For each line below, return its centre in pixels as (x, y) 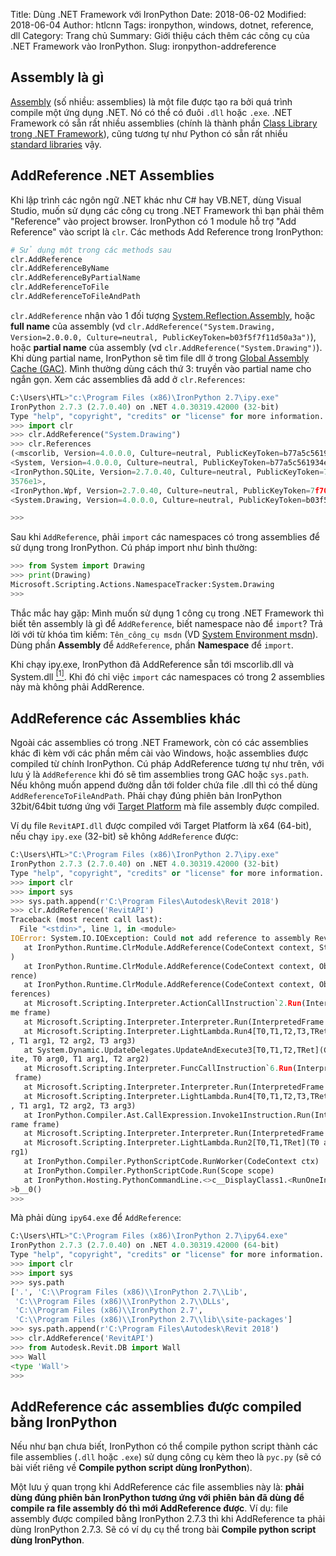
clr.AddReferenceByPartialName (75, 278)
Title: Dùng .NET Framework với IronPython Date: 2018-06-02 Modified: (158, 14)
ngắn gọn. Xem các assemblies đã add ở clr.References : (128, 379)
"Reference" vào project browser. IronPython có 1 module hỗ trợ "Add (153, 221)
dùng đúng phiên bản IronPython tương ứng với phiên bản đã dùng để (157, 1498)
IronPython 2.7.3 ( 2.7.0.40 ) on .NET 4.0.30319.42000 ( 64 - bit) (145, 1245)
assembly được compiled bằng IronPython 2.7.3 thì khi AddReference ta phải (168, 1519)
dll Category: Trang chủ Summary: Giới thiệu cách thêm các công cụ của (160, 35)
